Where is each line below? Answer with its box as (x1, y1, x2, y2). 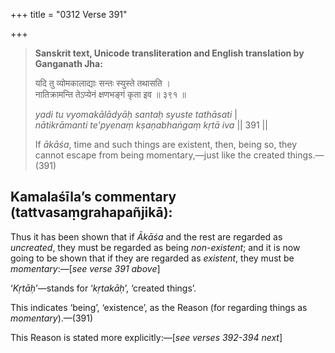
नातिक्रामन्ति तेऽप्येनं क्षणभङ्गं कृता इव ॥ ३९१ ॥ (34, 89, 187, 100)
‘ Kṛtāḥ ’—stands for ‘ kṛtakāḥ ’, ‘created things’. (10, 282, 197, 294)
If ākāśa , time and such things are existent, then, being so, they (34, 139, 298, 150)
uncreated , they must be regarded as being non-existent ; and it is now (10, 241, 301, 253)
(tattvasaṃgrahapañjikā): (10, 204, 173, 221)
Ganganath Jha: (34, 58, 103, 69)
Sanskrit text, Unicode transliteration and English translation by (34, 47, 305, 59)
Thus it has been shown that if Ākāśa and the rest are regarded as (10, 230, 283, 243)
